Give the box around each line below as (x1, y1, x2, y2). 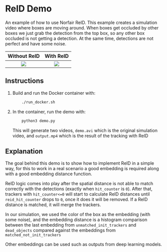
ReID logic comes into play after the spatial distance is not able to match (5, 181, 154, 187)
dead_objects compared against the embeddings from (5, 228, 116, 234)
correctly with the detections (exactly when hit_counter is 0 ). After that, (5, 186, 153, 192)
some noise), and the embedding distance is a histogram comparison (5, 217, 148, 223)
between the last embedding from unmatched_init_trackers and (5, 222, 136, 228)
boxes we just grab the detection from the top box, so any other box (5, 30, 145, 36)
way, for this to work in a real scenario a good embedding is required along (5, 166, 160, 172)
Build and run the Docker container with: (12, 90, 96, 96)
